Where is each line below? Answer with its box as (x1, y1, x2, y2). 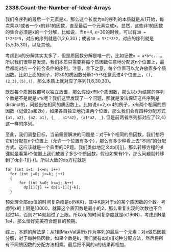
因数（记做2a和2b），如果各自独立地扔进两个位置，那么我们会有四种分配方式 (5, 108, 166, 114)
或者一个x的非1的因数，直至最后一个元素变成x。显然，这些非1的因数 (20, 22, 163, 29)
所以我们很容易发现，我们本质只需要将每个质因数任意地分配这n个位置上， (5, 59, 160, 65)
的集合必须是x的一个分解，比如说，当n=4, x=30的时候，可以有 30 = (5, 29, 146, 35)
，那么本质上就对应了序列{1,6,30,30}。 (32, 78, 114, 84)
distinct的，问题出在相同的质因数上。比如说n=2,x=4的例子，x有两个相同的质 (5, 101, 166, 108)
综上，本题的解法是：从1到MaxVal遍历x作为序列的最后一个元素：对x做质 (5, 229, 157, 235)
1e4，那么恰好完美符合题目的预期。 (5, 218, 80, 224)
